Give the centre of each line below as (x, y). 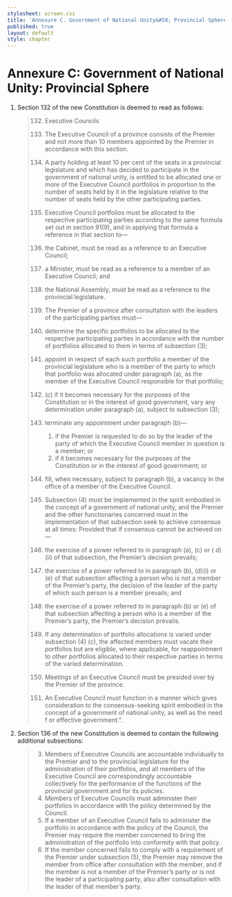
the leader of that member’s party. (93, 887)
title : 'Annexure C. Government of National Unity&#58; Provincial (106, 20)
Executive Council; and (77, 276)
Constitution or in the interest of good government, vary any (130, 402)
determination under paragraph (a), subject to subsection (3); (132, 410)
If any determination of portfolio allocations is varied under (128, 635)
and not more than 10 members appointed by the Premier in (129, 142)
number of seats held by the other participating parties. (123, 199)
